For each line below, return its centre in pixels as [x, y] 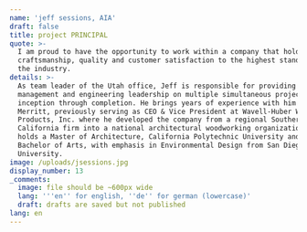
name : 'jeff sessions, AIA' [63, 18]
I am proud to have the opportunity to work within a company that [149, 52]
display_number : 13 [47, 171]
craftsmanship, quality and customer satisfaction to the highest [147, 60]
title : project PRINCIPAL [58, 35]
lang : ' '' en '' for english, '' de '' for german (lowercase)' [134, 196]
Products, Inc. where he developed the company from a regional [143, 120]
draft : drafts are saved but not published [101, 205]
